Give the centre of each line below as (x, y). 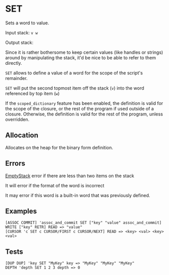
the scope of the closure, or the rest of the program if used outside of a (80, 108)
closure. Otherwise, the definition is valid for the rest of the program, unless (84, 114)
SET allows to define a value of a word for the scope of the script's (74, 73)
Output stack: (19, 42)
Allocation (22, 135)
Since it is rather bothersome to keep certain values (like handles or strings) (84, 52)
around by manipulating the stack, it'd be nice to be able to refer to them (81, 57)
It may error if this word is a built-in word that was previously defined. (78, 195)
